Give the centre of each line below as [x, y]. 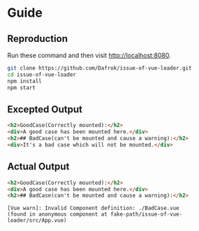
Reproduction [38, 39]
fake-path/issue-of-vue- [147, 214]
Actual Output [38, 166]
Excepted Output [45, 109]
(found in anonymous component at [58, 214]
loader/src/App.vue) [37, 221]
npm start [22, 88]
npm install [24, 81]
